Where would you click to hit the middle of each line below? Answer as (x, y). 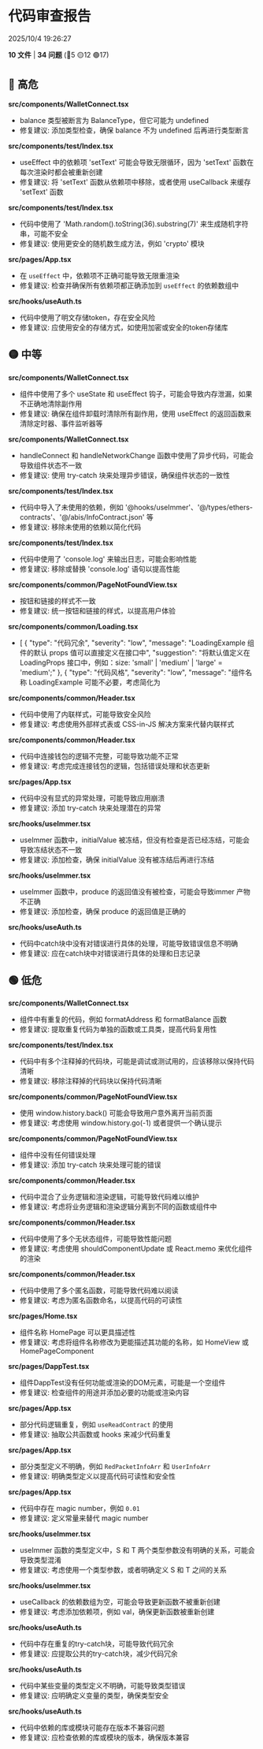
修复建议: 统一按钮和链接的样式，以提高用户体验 (97, 610)
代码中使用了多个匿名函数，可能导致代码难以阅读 (99, 1291)
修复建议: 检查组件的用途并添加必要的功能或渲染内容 (104, 1393)
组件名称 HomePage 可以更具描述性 (78, 1333)
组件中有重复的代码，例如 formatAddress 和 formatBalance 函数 (123, 1020)
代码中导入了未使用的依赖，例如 (71, 507)
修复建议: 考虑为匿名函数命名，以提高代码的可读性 (101, 1300)
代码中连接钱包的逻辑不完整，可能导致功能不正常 (99, 756)
